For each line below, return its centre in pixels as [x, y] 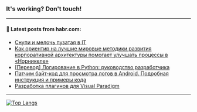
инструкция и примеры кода [50, 79]
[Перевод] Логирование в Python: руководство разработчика [92, 67]
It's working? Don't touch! [44, 9]
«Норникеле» [31, 61]
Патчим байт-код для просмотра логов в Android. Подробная [91, 73]
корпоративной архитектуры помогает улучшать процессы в [91, 55]
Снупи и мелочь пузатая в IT [50, 42]
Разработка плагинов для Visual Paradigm [67, 86]
